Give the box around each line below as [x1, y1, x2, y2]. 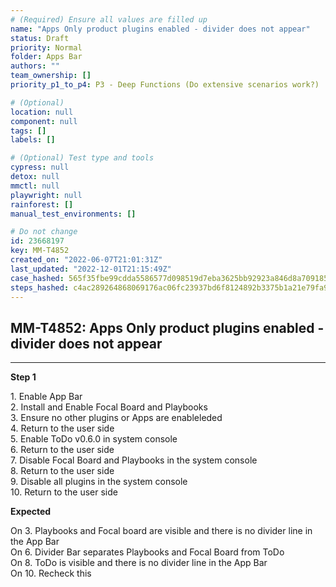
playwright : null [10, 190, 83, 200]
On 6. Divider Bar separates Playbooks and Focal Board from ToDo [10, 546, 285, 558]
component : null [10, 116, 78, 126]
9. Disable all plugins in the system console [10, 476, 188, 488]
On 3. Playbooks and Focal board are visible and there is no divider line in [10, 525, 313, 537]
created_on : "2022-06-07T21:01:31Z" [10, 255, 163, 265]
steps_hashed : [10, 282, 70, 293]
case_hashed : [10, 273, 65, 283]
